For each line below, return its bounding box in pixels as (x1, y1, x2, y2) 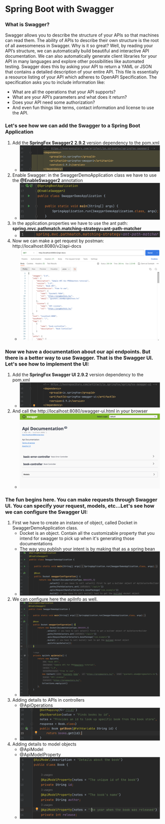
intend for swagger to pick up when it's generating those (19, 535, 135, 541)
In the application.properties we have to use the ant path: (12, 220, 128, 226)
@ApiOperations (19, 702, 53, 708)
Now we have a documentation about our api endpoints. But (5, 348, 151, 355)
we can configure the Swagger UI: (5, 508, 88, 515)
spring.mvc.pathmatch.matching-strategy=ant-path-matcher (12, 225, 141, 231)
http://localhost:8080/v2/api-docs (12, 243, 82, 249)
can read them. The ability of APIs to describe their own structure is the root (5, 37, 159, 43)
